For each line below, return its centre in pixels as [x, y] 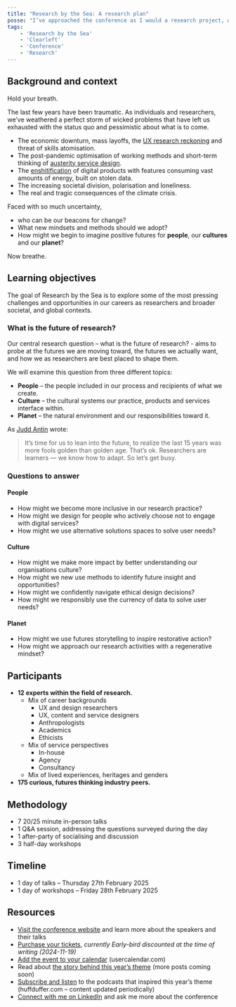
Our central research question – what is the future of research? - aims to [112, 343]
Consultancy [57, 767]
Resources [31, 912]
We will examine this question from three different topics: [90, 372]
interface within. [41, 408]
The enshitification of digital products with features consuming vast [115, 170]
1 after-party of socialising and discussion [78, 836]
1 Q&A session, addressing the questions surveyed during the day [113, 829]
